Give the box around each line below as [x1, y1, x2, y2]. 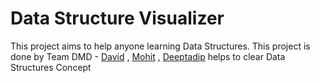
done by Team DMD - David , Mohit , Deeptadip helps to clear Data [10, 50, 286, 62]
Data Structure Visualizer [10, 7, 225, 30]
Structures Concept [10, 61, 92, 73]
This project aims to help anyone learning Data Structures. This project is [10, 40, 311, 52]
